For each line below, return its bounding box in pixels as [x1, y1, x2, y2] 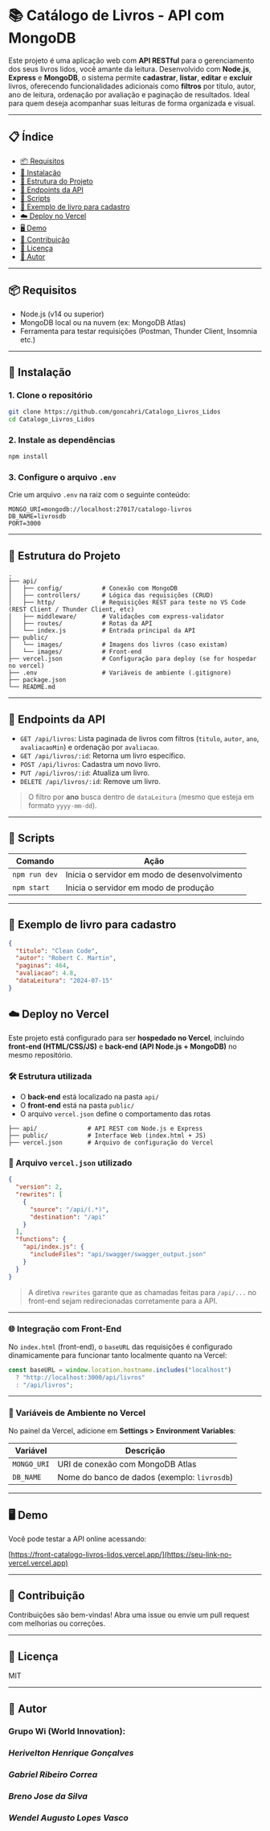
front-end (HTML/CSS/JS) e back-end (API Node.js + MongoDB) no [8, 1041, 237, 1051]
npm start [12, 883, 50, 892]
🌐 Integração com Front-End [8, 1323, 122, 1334]
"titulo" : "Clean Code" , [15, 946, 99, 955]
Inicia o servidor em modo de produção [65, 882, 215, 893]
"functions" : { [15, 1235, 67, 1243]
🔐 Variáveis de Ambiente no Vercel [8, 1408, 146, 1419]
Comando [15, 855, 55, 866]
